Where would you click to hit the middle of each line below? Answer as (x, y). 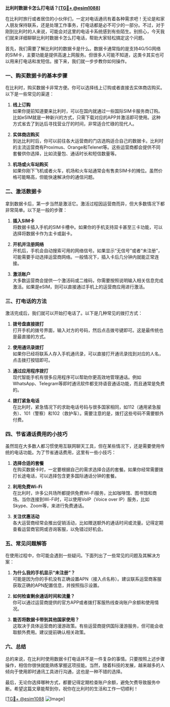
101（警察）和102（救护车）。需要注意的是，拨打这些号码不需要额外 (94, 413)
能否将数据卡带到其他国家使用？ (46, 620)
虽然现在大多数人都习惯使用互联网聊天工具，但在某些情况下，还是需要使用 (83, 446)
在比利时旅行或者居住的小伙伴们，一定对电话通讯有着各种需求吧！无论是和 (83, 19)
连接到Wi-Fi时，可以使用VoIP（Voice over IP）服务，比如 (90, 499)
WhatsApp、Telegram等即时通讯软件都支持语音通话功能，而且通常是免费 (89, 383)
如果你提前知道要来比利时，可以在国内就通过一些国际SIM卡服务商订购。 (88, 111)
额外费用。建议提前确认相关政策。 (53, 632)
